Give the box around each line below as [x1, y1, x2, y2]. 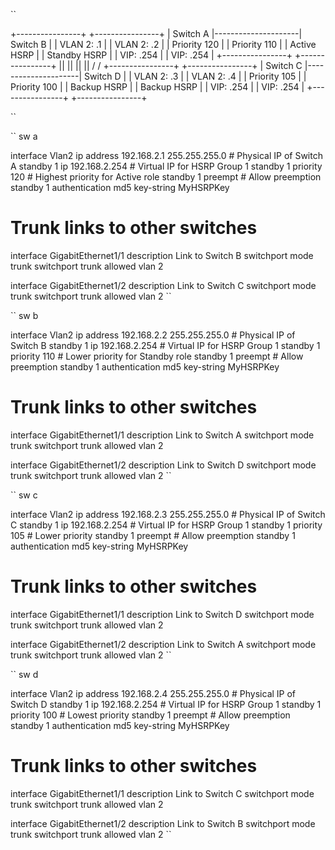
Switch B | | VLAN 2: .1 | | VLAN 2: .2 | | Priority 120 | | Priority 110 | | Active [10, 39, 317, 50]
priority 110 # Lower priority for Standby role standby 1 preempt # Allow [10, 350, 304, 362]
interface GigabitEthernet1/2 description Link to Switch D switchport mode [10, 459, 317, 471]
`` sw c [10, 489, 38, 501]
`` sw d [10, 668, 39, 680]
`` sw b [10, 309, 39, 321]
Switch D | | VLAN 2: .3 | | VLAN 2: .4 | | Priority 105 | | [84, 70, 307, 82]
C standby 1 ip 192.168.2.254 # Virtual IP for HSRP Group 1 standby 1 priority [10, 519, 323, 531]
